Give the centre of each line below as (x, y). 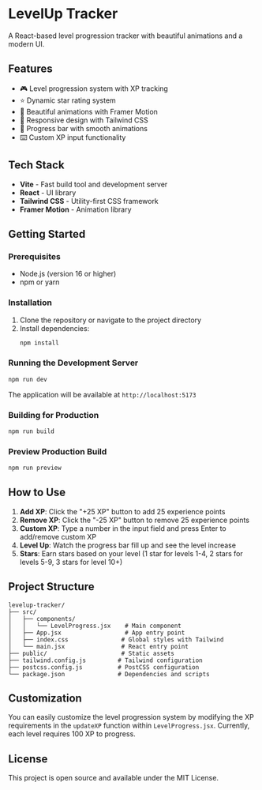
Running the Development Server (73, 363)
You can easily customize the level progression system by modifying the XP (131, 717)
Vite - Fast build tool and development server (94, 184)
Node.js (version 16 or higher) (68, 274)
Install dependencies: (54, 328)
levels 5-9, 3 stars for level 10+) (71, 562)
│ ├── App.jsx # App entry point (97, 633)
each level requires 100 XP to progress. (72, 734)
